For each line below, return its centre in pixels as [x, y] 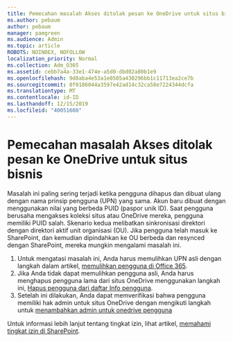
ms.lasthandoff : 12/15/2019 [48, 104]
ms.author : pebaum [34, 20]
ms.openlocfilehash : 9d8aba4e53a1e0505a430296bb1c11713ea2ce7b [101, 78]
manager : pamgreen [34, 33]
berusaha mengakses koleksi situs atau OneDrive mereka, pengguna [105, 215]
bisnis [25, 174]
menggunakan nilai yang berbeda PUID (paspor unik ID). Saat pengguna [110, 208]
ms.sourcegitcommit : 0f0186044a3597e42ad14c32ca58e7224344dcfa [101, 85]
